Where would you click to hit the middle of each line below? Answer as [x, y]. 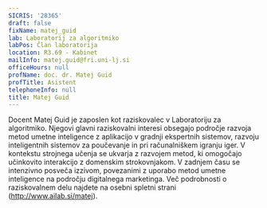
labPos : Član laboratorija [53, 45]
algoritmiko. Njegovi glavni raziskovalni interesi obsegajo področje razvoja [130, 128]
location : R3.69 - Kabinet [53, 53]
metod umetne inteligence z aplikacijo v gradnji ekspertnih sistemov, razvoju [134, 137]
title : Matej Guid [39, 97]
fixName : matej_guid [43, 30]
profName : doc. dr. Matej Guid [60, 75]
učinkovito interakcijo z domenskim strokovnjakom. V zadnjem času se [124, 162]
